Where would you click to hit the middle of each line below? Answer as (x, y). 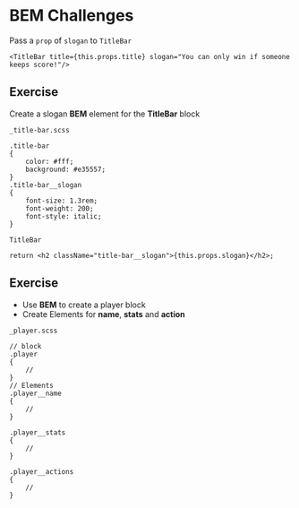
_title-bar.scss (39, 130)
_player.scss (34, 331)
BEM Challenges (72, 16)
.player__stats (38, 432)
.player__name (36, 393)
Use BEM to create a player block (84, 305)
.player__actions (42, 471)
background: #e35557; (65, 169)
